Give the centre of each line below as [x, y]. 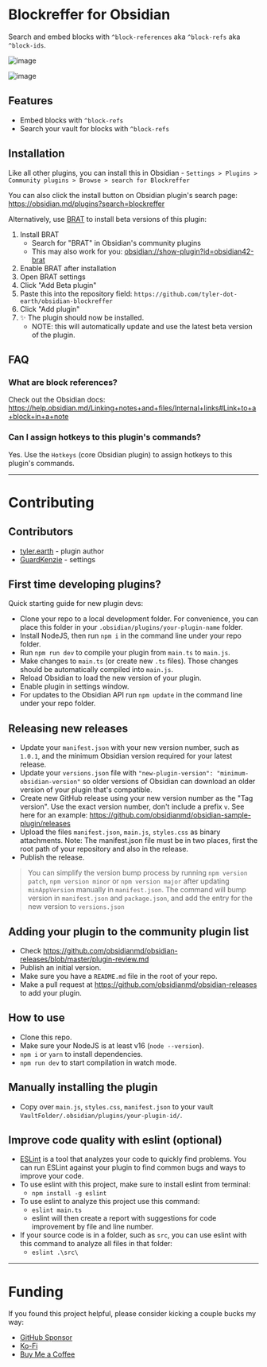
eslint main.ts [56, 1210]
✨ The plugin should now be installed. [82, 317]
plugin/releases [45, 824]
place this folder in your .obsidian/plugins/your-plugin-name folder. [131, 627]
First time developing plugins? [85, 584]
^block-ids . [27, 45]
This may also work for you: [77, 251]
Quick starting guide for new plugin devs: [76, 604]
